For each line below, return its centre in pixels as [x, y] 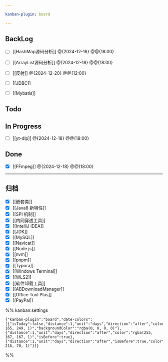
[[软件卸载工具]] [29, 283]
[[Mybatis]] [24, 93]
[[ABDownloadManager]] [38, 289]
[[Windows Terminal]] [35, 271]
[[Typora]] [23, 266]
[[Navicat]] [23, 243]
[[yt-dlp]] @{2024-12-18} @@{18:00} [50, 138]
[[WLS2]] [22, 277]
